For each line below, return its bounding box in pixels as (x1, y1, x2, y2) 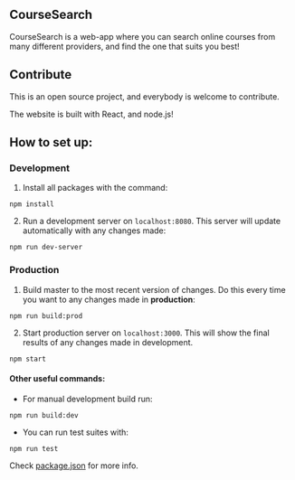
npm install (9, 200, 54, 209)
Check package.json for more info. (9, 460, 138, 471)
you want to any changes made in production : (22, 294, 196, 305)
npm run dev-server (9, 243, 83, 252)
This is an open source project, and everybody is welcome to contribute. (9, 90, 281, 102)
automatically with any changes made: (22, 225, 167, 236)
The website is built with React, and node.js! (9, 108, 174, 119)
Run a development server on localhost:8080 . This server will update (22, 216, 281, 227)
